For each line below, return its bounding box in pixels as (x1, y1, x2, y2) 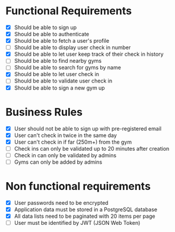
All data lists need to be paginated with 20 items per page (14, 212, 155, 220)
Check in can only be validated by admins (14, 151, 117, 158)
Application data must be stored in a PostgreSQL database (14, 206, 158, 213)
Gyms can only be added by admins (14, 158, 103, 166)
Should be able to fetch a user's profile (14, 37, 110, 45)
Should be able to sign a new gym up (14, 84, 105, 91)
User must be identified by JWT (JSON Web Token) (14, 220, 141, 226)
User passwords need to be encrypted (14, 199, 109, 206)
